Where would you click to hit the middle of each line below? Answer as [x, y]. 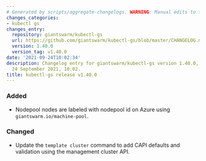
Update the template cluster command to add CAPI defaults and [97, 145]
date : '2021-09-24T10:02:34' [44, 58]
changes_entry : [26, 29]
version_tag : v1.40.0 [40, 52]
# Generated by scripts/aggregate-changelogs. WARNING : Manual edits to [101, 12]
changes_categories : [33, 18]
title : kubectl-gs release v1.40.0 [52, 75]
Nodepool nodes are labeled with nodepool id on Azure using [93, 109]
